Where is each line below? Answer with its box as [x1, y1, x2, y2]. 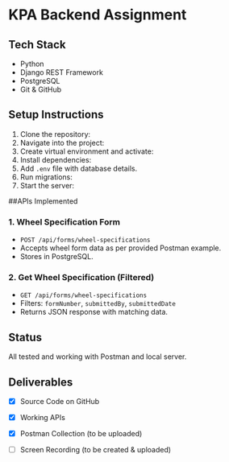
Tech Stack [8, 38, 66, 52]
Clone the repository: [19, 129, 91, 138]
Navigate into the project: [19, 138, 105, 147]
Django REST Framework [19, 68, 103, 77]
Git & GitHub [19, 85, 62, 94]
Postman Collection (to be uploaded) [19, 429, 143, 439]
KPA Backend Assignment [8, 6, 187, 24]
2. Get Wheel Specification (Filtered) [8, 272, 155, 283]
